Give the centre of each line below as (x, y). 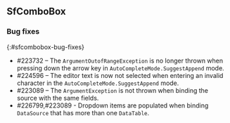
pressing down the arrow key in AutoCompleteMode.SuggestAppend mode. (120, 68)
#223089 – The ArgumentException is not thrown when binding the (113, 90)
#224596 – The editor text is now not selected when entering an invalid (120, 75)
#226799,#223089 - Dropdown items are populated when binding (113, 105)
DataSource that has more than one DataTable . (83, 112)
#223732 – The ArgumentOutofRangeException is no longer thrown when (120, 60)
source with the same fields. (58, 98)
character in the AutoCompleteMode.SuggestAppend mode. (98, 83)
